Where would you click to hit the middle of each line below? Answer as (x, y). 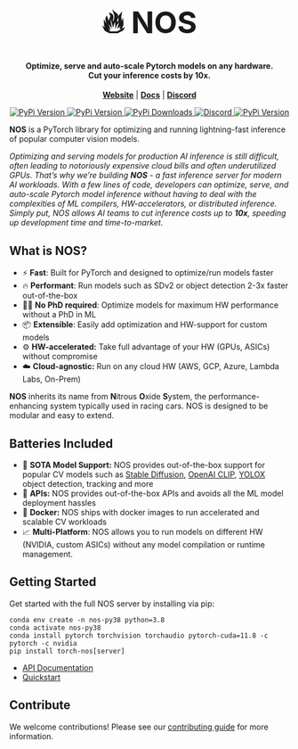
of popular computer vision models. (74, 139)
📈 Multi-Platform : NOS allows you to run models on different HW (143, 532)
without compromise (60, 357)
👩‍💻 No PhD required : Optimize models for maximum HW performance (150, 305)
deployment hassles (59, 503)
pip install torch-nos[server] (67, 651)
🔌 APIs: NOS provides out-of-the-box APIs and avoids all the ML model (153, 493)
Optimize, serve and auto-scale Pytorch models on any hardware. (149, 66)
